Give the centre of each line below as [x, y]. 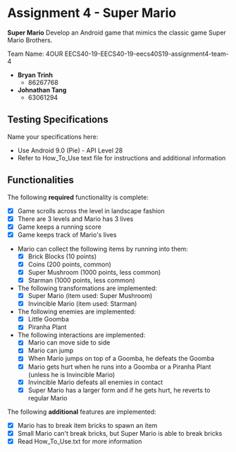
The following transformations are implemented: [87, 288]
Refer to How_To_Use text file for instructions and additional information [122, 157]
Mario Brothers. [30, 40]
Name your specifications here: [53, 136]
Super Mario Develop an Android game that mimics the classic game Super [117, 32]
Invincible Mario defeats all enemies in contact [95, 382]
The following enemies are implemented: [76, 311]
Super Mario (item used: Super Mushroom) [90, 296]
